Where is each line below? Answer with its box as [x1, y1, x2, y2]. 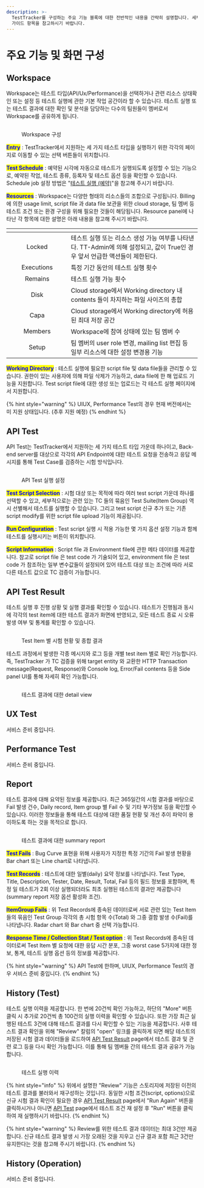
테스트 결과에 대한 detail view [21, 691, 92, 698]
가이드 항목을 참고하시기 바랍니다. [12, 20, 86, 26]
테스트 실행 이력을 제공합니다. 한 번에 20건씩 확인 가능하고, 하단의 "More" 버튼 [6, 1005, 192, 1012]
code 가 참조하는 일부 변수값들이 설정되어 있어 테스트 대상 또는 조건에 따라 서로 [6, 561, 194, 568]
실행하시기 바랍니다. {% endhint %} [24, 1112, 110, 1120]
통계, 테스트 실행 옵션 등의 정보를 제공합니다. [14, 949, 120, 957]
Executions [21, 263, 53, 271]
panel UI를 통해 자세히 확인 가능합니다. [6, 673, 98, 680]
